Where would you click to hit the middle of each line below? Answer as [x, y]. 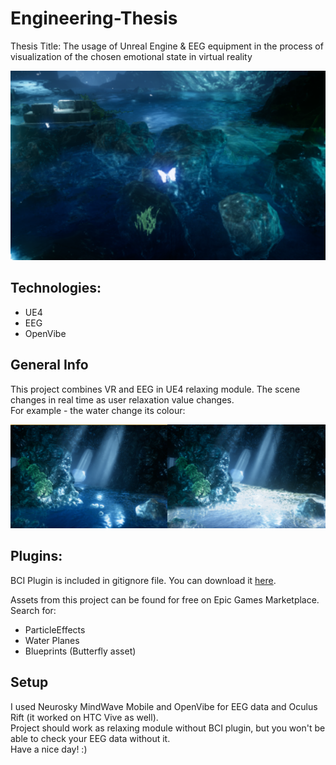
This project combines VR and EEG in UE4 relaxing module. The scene [155, 389]
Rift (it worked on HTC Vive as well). [84, 717]
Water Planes [52, 640]
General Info [49, 365]
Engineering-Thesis [94, 18]
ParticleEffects [55, 629]
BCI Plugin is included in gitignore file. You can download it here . [143, 580]
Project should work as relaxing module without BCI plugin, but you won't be [168, 728]
